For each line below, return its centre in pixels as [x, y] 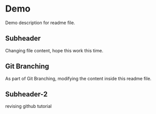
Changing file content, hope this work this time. [54, 50]
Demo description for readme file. [40, 23]
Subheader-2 [26, 94]
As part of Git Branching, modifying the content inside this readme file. [79, 78]
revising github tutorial [28, 106]
